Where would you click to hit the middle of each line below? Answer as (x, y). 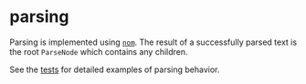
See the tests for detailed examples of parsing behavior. (115, 69)
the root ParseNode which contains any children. (99, 51)
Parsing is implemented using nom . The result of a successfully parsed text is (153, 42)
